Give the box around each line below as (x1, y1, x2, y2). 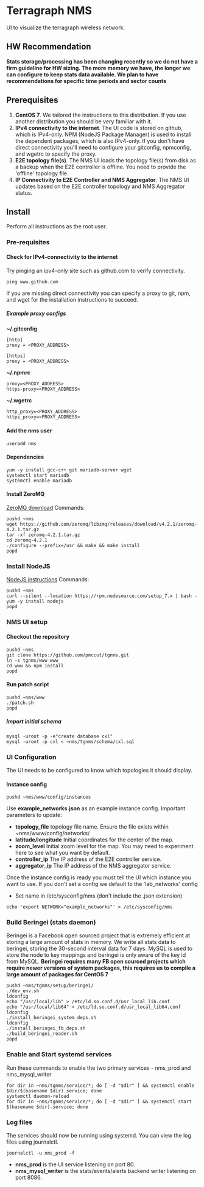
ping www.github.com (6, 278, 59, 285)
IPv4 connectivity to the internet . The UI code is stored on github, (15, 124, 183, 131)
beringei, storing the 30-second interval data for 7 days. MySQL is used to (6, 945, 193, 953)
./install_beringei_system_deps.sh (6, 1015, 97, 1021)
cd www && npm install (6, 662, 64, 669)
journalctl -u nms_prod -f (6, 1150, 75, 1156)
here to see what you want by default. (15, 849, 111, 857)
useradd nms (6, 440, 37, 446)
